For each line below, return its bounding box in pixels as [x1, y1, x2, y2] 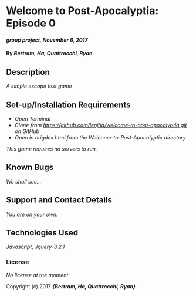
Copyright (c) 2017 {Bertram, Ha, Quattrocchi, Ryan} [6, 282, 136, 290]
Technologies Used [6, 228, 78, 238]
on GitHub [14, 128, 40, 135]
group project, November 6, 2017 [6, 36, 88, 44]
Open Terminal [14, 115, 51, 122]
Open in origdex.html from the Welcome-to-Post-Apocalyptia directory [14, 134, 186, 141]
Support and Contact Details [6, 195, 113, 205]
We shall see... [6, 178, 42, 185]
